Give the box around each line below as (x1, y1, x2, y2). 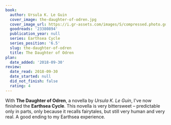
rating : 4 (10, 83, 31, 88)
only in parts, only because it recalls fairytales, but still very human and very (5, 108, 165, 114)
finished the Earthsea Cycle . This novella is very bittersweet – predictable (5, 103, 160, 109)
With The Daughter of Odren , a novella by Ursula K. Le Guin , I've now (5, 97, 152, 104)
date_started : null (10, 74, 51, 79)
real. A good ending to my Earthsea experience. (5, 113, 105, 120)
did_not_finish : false (10, 79, 58, 84)
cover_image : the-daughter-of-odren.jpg (10, 17, 97, 22)
